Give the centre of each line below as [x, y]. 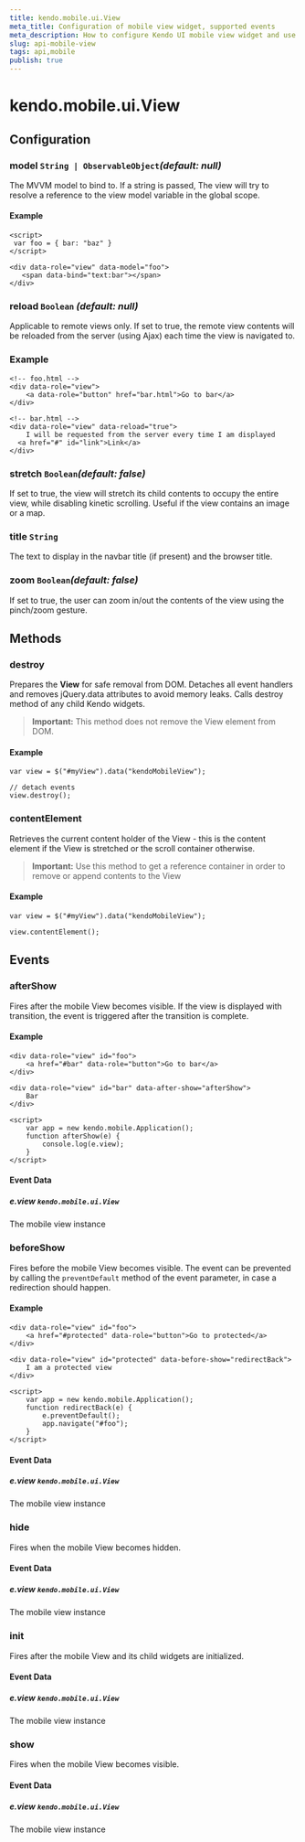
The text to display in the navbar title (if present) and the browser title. [141, 557]
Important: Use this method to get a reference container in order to [158, 866]
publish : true [37, 60]
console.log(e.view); [84, 1144]
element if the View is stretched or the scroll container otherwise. [132, 848]
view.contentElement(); [55, 932]
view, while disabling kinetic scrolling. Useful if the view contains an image [150, 503]
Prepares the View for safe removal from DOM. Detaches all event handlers [152, 685]
